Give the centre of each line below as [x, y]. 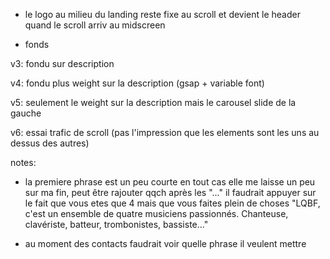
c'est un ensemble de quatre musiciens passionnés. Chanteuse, [156, 213]
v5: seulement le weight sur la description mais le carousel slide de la [153, 102]
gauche [26, 113]
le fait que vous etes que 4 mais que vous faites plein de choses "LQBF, [172, 203]
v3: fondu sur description [62, 63]
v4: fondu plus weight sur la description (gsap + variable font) [137, 83]
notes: [23, 162]
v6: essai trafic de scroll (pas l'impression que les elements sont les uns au [165, 132]
